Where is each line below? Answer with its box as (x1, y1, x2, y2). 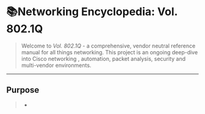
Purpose (6, 85, 40, 95)
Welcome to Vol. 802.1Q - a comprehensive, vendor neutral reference (21, 42, 196, 49)
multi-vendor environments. (21, 62, 92, 69)
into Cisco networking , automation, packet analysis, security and (21, 55, 186, 62)
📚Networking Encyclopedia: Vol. (6, 5, 178, 19)
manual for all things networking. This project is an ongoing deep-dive (21, 48, 198, 55)
